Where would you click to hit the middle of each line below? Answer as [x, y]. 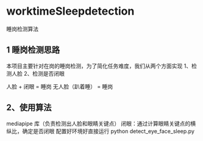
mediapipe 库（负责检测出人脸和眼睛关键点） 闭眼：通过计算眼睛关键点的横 [101, 123]
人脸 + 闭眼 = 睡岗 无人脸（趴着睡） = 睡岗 [60, 86]
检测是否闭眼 [49, 73]
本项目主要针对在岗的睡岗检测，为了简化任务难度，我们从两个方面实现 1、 [99, 66]
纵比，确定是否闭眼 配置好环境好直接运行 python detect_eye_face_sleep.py [101, 131]
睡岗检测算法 [22, 29]
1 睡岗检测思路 [33, 50]
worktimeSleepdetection [70, 11]
